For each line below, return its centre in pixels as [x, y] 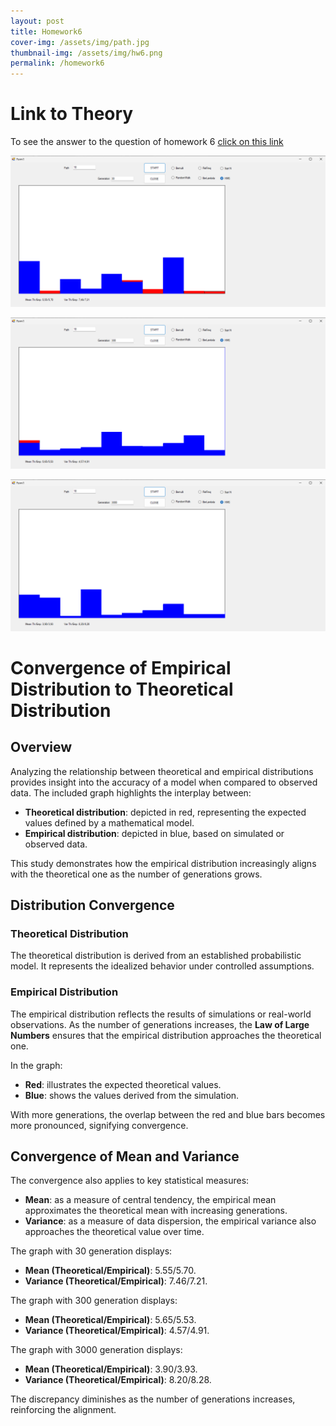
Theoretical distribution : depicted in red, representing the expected [165, 812]
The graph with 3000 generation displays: [96, 1350]
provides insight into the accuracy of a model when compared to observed [164, 782]
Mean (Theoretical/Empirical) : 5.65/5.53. [110, 1320]
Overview [41, 747]
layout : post [37, 21]
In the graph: [36, 1065]
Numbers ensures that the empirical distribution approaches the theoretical [166, 1035]
